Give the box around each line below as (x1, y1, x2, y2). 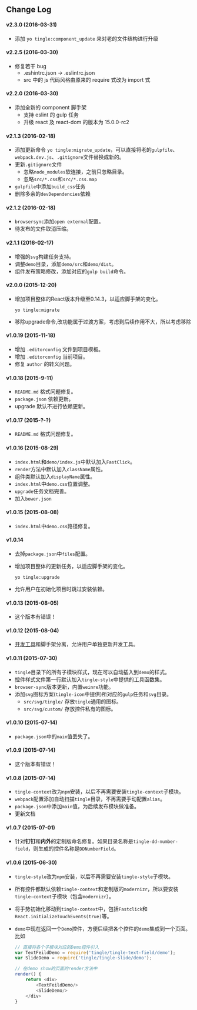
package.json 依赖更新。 (14, 395, 74, 402)
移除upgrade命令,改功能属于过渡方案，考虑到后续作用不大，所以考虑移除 (14, 318, 192, 325)
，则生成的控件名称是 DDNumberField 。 (28, 845, 119, 852)
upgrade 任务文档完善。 (14, 488, 69, 495)
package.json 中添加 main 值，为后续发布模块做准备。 (14, 803, 140, 810)
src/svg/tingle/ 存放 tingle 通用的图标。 (23, 698, 122, 705)
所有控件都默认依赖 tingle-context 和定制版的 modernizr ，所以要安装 (14, 885, 179, 892)
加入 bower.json (14, 495, 52, 502)
